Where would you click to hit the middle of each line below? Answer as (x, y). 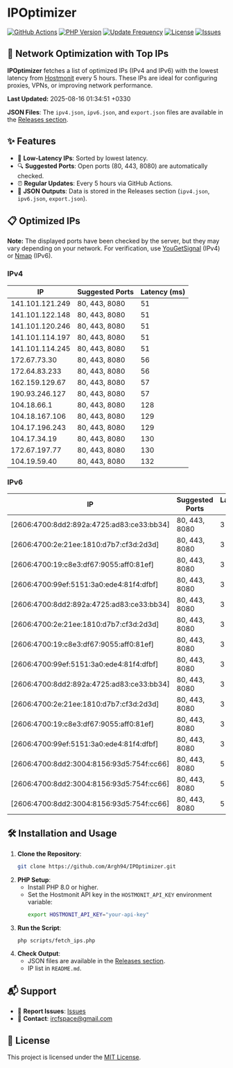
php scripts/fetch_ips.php (56, 940)
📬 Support (32, 991)
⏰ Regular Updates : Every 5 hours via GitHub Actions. (95, 183)
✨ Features (32, 141)
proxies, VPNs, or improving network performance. (80, 85)
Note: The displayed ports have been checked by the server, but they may (113, 241)
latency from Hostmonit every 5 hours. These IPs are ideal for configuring (112, 78)
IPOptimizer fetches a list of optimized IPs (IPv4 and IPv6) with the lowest (113, 70)
